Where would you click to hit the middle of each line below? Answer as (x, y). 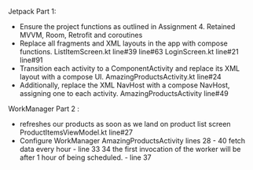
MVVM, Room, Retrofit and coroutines (81, 35)
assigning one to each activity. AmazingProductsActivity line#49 (124, 93)
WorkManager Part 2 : (44, 109)
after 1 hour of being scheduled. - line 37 (85, 157)
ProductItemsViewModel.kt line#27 (76, 132)
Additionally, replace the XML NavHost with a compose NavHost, (125, 85)
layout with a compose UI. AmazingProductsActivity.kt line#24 (120, 77)
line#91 (31, 60)
